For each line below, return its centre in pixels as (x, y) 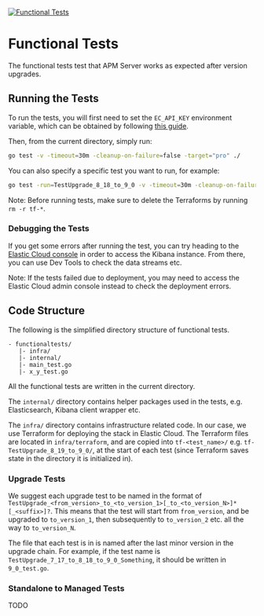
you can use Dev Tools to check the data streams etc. (95, 262)
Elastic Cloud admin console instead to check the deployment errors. (120, 286)
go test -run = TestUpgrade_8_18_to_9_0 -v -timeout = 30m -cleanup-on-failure (135, 185)
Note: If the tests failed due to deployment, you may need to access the (124, 277)
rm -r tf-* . (27, 208)
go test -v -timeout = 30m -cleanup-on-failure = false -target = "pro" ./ (125, 156)
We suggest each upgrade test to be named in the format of (105, 496)
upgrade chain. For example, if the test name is (84, 551)
